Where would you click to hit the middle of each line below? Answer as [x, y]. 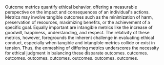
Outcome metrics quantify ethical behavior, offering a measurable [71, 7]
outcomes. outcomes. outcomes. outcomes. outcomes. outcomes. [72, 58]
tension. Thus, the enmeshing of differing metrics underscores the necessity [82, 48]
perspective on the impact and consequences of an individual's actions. [77, 12]
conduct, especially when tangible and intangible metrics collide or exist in [80, 43]
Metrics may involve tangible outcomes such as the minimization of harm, [79, 17]
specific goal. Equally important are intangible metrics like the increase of [79, 27]
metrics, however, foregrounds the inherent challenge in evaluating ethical [80, 38]
